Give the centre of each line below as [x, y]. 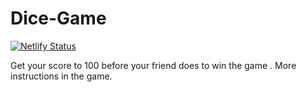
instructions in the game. [61, 76]
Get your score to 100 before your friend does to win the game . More [153, 65]
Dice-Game [58, 18]
